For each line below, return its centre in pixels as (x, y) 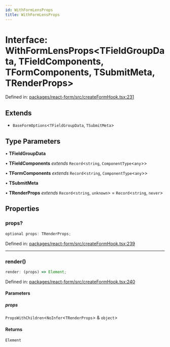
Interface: (27, 40)
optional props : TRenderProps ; (38, 234)
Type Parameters (33, 141)
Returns (14, 329)
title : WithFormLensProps (32, 15)
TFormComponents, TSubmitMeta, (80, 72)
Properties (22, 209)
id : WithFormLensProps (29, 10)
